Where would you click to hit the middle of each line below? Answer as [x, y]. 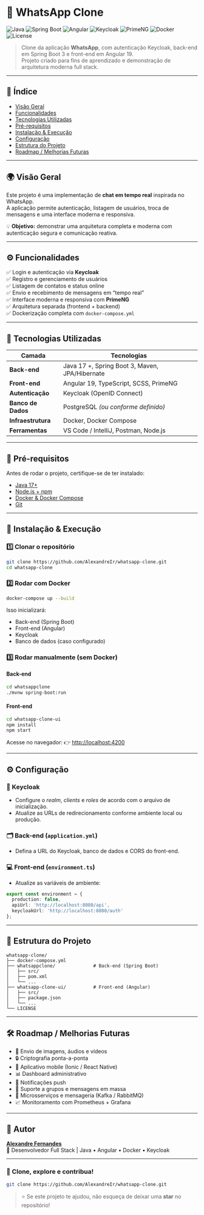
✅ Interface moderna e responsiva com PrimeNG [68, 300]
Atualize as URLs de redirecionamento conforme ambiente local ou [99, 813]
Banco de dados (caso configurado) [60, 641]
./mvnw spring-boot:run [36, 693]
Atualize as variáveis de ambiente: [58, 883]
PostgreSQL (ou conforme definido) [114, 407]
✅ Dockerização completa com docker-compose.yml [70, 313]
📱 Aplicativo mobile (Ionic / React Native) [66, 1067]
